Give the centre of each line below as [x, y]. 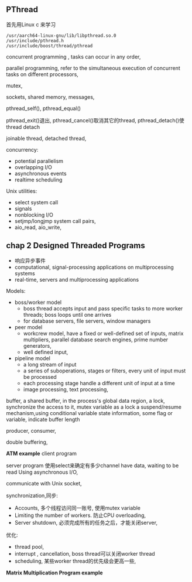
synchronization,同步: [32, 495]
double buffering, [27, 442]
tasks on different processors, [42, 74]
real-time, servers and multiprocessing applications [77, 279]
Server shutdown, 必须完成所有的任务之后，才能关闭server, [86, 522]
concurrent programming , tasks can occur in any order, [73, 57]
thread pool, [29, 546]
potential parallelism [39, 161]
